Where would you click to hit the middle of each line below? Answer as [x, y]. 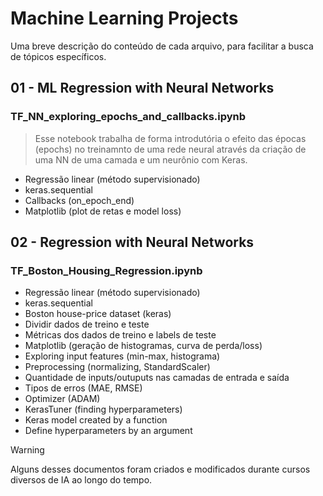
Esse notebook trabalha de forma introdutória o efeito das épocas [170, 138]
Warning [27, 450]
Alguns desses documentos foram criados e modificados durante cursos [160, 469]
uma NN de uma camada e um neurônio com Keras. [141, 159]
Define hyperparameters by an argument [108, 431]
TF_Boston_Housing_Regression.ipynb [106, 270]
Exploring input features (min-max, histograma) [122, 356]
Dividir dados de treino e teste [87, 324]
